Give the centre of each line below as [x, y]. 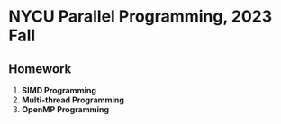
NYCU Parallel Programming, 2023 [140, 17]
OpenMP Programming [65, 109]
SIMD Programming [59, 90]
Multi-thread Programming [73, 100]
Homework [40, 69]
